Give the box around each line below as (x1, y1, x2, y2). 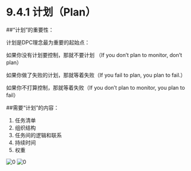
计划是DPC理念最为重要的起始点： (6, 39, 90, 46)
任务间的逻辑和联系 (14, 131, 62, 138)
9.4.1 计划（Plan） (6, 5, 96, 19)
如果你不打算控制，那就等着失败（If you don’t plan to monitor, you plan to (6, 84, 185, 91)
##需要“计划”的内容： (6, 104, 59, 111)
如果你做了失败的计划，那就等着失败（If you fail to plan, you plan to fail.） (6, 71, 186, 78)
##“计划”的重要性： (6, 26, 55, 33)
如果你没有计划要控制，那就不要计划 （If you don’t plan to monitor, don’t (6, 51, 183, 58)
